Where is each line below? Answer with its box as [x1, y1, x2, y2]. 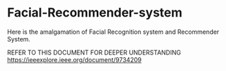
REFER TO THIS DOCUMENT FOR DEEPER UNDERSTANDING [7, 48, 181, 57]
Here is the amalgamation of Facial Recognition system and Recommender [7, 28, 220, 36]
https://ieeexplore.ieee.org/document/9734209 [7, 55, 142, 63]
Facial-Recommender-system [7, 5, 183, 21]
